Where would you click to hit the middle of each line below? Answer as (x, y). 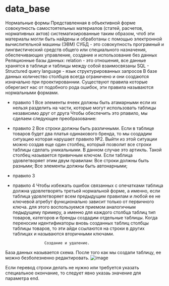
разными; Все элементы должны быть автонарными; (70, 166)
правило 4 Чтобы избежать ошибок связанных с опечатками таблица (88, 185)
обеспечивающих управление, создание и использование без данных (81, 55)
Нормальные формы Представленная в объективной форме (70, 23)
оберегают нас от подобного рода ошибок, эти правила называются (79, 87)
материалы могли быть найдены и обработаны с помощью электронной (84, 39)
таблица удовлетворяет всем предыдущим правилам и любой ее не (86, 196)
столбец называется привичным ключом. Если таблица (72, 155)
